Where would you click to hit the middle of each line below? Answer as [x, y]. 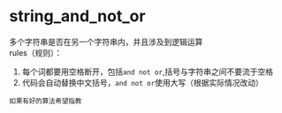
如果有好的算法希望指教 [46, 101]
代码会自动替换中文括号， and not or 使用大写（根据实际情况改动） [142, 82]
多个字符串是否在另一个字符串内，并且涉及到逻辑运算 [106, 41]
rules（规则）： [36, 53]
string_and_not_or [77, 16]
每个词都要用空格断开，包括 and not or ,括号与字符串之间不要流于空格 [148, 72]
